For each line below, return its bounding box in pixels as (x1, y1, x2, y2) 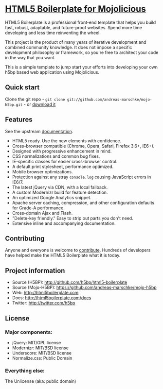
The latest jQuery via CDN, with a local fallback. (12, 184, 108, 190)
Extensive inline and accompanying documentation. (12, 220, 116, 226)
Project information (5, 266, 65, 275)
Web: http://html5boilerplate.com (12, 290, 79, 296)
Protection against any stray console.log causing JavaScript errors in (12, 174, 151, 180)
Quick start (5, 84, 40, 92)
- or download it (23, 101, 56, 107)
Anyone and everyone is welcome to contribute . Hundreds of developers (5, 247, 151, 253)
